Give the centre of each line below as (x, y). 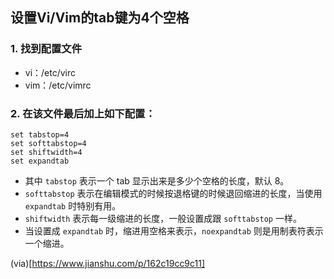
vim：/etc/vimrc (58, 85)
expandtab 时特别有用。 (73, 205)
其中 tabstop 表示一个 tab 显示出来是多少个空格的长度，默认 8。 (157, 180)
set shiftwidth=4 (46, 152)
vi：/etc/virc (50, 72)
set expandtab (40, 161)
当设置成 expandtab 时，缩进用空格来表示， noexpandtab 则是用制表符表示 (174, 230)
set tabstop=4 (40, 134)
